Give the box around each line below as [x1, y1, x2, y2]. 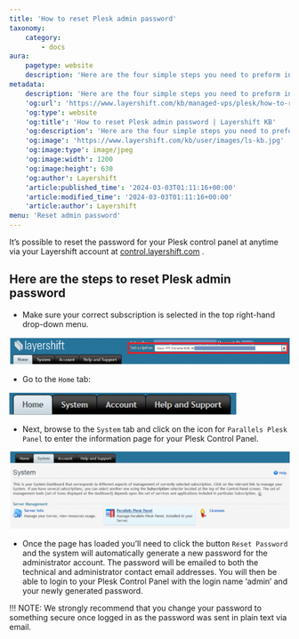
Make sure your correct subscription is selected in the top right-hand [21, 309, 276, 320]
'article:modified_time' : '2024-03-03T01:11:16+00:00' [25, 192, 233, 202]
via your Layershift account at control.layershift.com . [9, 246, 205, 257]
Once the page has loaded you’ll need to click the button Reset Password [21, 538, 288, 548]
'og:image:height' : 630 [25, 164, 114, 173]
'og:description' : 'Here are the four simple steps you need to [25, 127, 269, 136]
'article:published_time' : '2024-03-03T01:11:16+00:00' [25, 183, 238, 192]
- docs [41, 43, 66, 52]
